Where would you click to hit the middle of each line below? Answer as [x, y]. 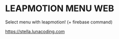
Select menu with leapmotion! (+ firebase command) [59, 22]
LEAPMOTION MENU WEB [59, 9]
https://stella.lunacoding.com [35, 31]
